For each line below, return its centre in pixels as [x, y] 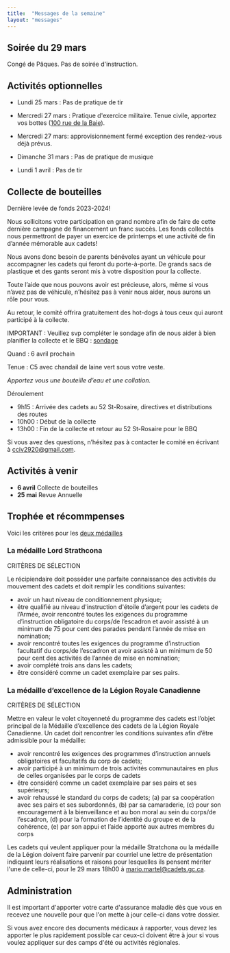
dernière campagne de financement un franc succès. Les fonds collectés [111, 229]
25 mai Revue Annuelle [50, 494]
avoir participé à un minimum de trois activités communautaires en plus [117, 768]
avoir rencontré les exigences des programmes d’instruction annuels [114, 754]
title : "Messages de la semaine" [56, 13]
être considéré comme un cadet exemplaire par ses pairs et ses [107, 783]
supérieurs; [33, 790]
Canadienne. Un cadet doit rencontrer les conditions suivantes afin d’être [110, 733]
